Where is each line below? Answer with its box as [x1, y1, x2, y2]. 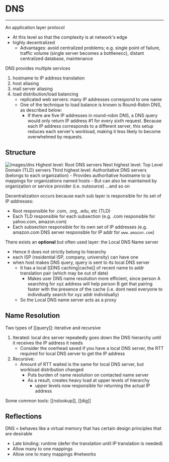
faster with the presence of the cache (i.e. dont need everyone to [27, 286, 163, 292]
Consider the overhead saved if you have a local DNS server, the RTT [20, 345, 164, 351]
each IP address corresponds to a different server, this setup [27, 123, 153, 129]
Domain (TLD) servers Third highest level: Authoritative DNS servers [5, 167, 147, 173]
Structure [5, 148, 36, 157]
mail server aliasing [12, 85, 53, 91]
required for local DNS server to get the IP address [20, 350, 125, 356]
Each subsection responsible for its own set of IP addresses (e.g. [12, 224, 147, 230]
